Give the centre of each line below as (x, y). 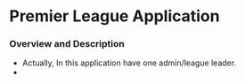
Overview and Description (67, 44)
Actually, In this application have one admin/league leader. (129, 63)
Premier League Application (114, 16)
